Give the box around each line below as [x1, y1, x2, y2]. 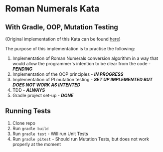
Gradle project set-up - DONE [12, 93, 74, 98]
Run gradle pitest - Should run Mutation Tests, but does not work [12, 136, 150, 142]
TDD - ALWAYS [12, 87, 45, 93]
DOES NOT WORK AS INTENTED [12, 82, 81, 88]
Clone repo [12, 120, 36, 126]
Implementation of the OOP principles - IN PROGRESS [12, 71, 124, 77]
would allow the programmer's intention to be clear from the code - [12, 61, 151, 66]
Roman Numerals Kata [5, 3, 100, 14]
